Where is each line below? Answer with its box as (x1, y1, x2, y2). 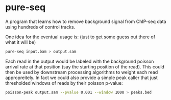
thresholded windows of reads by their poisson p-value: (5, 80, 123, 86)
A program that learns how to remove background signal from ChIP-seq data (5, 18, 166, 24)
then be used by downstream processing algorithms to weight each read (5, 69, 158, 75)
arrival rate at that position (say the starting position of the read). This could (5, 63, 165, 70)
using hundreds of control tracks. (5, 23, 76, 30)
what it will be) (5, 39, 36, 45)
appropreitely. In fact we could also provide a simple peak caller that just (5, 74, 158, 81)
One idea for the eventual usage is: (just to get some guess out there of (5, 34, 156, 40)
